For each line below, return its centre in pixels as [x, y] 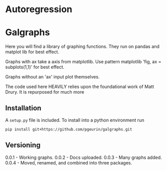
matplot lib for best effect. [32, 52]
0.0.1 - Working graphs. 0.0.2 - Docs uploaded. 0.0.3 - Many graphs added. [83, 157]
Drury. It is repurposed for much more [45, 92]
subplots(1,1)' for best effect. [35, 67]
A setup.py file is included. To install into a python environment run [75, 120]
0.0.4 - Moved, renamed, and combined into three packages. [69, 162]
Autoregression [39, 9]
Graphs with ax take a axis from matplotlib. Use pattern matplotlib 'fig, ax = [83, 62]
